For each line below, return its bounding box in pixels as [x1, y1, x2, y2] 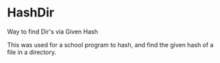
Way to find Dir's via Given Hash [7, 27, 98, 36]
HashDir [7, 5, 55, 21]
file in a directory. [7, 48, 57, 56]
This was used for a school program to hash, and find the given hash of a [7, 40, 214, 49]
